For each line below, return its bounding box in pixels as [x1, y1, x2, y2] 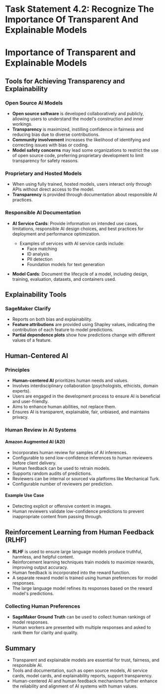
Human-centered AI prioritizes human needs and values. [12, 378, 129, 384]
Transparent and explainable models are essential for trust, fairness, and [12, 657, 160, 663]
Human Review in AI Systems [5, 426, 76, 433]
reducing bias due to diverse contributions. [12, 132, 100, 137]
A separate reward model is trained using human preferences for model [12, 575, 158, 581]
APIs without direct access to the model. [12, 186, 95, 193]
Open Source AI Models [5, 99, 63, 106]
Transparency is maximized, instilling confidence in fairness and [12, 127, 144, 132]
